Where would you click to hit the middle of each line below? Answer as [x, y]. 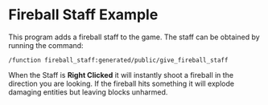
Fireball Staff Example [83, 15]
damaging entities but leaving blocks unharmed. [88, 92]
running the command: [46, 45]
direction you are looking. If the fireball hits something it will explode [122, 83]
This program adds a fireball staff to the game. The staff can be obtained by [134, 37]
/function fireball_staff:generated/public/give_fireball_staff [118, 60]
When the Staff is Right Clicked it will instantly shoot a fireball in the [121, 75]
